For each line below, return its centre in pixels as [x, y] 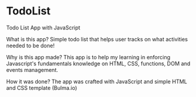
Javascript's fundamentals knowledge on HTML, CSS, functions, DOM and [98, 63]
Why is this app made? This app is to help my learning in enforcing [88, 57]
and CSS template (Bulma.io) [42, 87]
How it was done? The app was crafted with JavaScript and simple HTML [97, 81]
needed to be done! [31, 46]
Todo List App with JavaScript [43, 28]
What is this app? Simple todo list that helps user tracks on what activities [97, 39]
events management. [32, 69]
